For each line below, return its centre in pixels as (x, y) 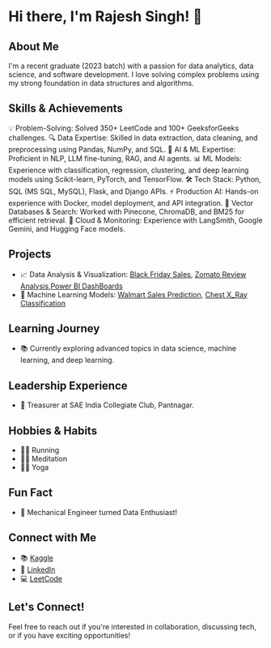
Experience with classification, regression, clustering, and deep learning (129, 170)
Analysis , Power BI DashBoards (71, 286)
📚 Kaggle (37, 557)
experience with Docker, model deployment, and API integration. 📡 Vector (131, 202)
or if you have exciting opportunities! (70, 635)
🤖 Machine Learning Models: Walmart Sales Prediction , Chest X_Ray (134, 294)
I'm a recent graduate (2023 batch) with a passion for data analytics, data (131, 66)
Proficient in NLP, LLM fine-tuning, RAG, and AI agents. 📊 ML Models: (125, 158)
